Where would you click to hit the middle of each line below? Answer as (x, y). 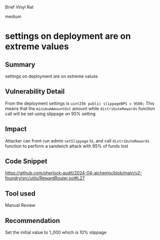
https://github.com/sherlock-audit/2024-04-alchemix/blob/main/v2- (74, 173)
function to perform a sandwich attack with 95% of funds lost (67, 146)
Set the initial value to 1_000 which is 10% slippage (56, 232)
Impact (16, 129)
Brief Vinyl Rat (19, 7)
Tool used (20, 193)
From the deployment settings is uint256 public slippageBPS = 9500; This (80, 103)
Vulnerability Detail (35, 91)
